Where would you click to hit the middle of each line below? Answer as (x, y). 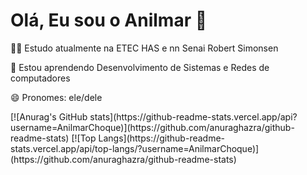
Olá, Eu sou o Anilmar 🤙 (109, 20)
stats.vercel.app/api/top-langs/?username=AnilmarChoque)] (135, 148)
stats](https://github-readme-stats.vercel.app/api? (193, 116)
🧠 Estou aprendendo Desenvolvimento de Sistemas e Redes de (140, 67)
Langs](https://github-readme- (162, 138)
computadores (40, 78)
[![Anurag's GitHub (49, 116)
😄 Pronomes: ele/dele (56, 97)
